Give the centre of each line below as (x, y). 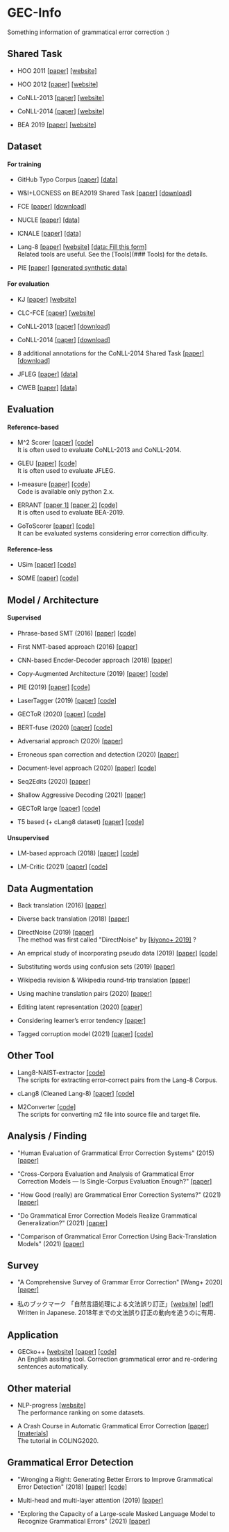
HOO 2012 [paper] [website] (58, 84)
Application (33, 1335)
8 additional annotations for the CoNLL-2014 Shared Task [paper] (111, 353)
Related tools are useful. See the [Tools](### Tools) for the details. (112, 255)
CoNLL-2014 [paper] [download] (64, 339)
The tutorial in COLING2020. (58, 1441)
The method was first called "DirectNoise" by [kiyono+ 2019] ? (107, 940)
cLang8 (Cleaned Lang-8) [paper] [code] (76, 1093)
